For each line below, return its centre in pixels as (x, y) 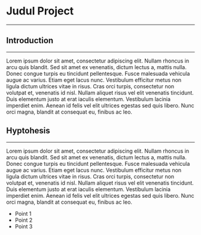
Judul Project (40, 11)
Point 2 (24, 220)
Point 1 (23, 213)
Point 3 (24, 226)
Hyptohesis (28, 131)
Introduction (30, 41)
